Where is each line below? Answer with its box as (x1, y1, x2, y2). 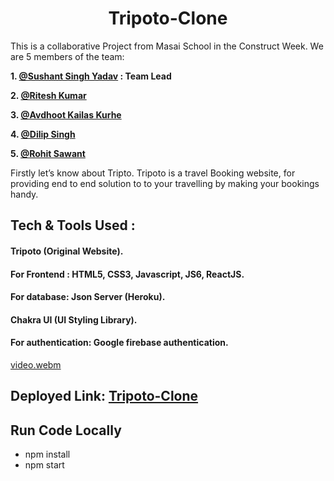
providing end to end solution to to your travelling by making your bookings (10, 177, 320, 189)
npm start (24, 459, 65, 471)
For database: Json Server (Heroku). (10, 291, 166, 303)
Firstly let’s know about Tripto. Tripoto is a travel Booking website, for (10, 167, 296, 179)
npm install (24, 448, 71, 461)
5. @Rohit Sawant (10, 147, 86, 159)
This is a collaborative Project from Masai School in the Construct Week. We (10, 40, 324, 52)
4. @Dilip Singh (10, 128, 76, 140)
